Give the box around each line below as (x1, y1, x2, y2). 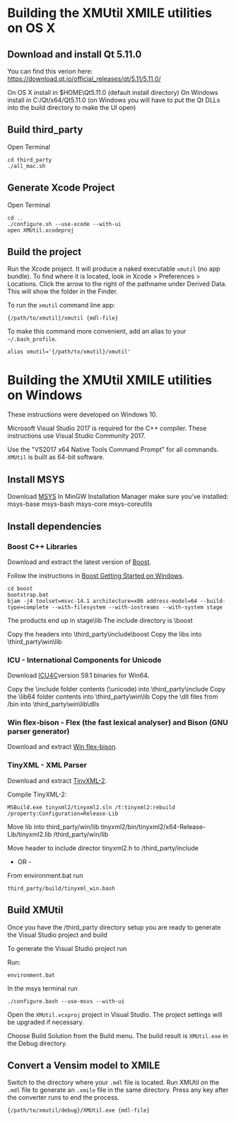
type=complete (7, 604, 49, 611)
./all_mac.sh (7, 162, 46, 169)
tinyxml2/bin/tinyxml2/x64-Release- (100, 822, 206, 830)
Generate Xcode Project (7, 182, 115, 194)
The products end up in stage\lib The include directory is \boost (7, 616, 193, 624)
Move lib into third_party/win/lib (7, 822, 100, 830)
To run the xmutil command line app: (7, 301, 115, 310)
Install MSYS (7, 473, 65, 485)
